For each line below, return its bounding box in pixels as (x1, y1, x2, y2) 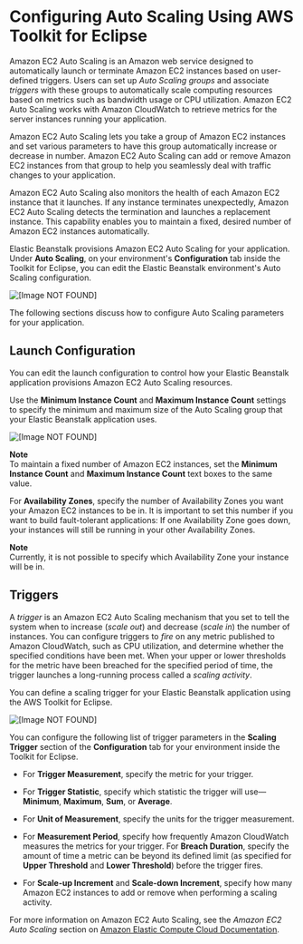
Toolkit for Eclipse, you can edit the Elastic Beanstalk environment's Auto (9, 262, 281, 273)
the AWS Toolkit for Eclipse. (9, 696, 113, 707)
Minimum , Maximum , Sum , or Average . (22, 795, 173, 806)
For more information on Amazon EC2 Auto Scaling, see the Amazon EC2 (9, 914, 282, 925)
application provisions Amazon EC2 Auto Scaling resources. (9, 376, 233, 387)
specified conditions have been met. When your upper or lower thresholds (9, 650, 287, 661)
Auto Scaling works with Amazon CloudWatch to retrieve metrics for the (9, 103, 278, 114)
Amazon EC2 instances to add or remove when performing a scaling (22, 887, 278, 898)
